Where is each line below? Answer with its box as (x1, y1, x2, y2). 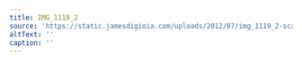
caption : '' (9, 38, 54, 48)
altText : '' (9, 30, 54, 39)
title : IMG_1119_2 (9, 13, 78, 22)
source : (9, 22, 39, 30)
